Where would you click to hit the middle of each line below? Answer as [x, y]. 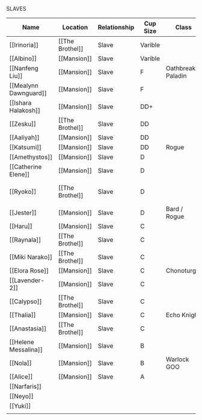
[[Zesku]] [23, 124]
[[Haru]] [21, 226]
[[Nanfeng [24, 68]
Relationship [116, 27]
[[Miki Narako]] [31, 257]
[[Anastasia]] [28, 329]
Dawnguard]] [28, 93]
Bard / [174, 209]
